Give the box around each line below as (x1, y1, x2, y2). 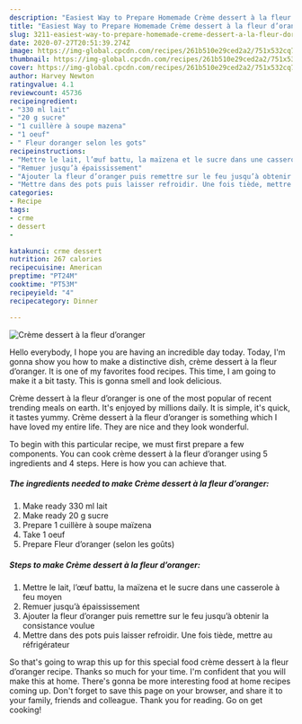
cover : (9, 64, 34, 73)
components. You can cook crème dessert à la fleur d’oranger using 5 (9, 448, 268, 459)
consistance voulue (22, 621, 95, 631)
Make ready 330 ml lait (22, 500, 108, 512)
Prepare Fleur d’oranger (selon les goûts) (22, 539, 175, 550)
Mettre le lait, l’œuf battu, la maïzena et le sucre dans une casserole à (22, 582, 280, 593)
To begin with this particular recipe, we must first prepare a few (9, 438, 244, 449)
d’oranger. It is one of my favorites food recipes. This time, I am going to (9, 366, 276, 376)
